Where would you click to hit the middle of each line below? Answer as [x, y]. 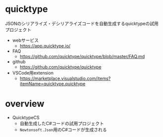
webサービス [25, 40]
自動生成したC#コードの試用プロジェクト [62, 123]
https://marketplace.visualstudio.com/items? [65, 78]
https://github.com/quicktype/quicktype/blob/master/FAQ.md [82, 56]
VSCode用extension [33, 72]
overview [25, 104]
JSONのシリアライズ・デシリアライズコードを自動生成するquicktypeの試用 [82, 23]
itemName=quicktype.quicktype [53, 83]
